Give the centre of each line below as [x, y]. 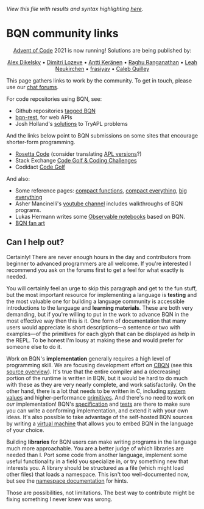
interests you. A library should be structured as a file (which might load [95, 467]
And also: [18, 178]
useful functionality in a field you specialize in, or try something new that [97, 461]
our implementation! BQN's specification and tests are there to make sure [98, 404]
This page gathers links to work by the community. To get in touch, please [99, 80]
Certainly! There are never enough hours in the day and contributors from [98, 257]
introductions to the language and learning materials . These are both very [100, 307]
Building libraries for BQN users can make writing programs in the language [101, 442]
